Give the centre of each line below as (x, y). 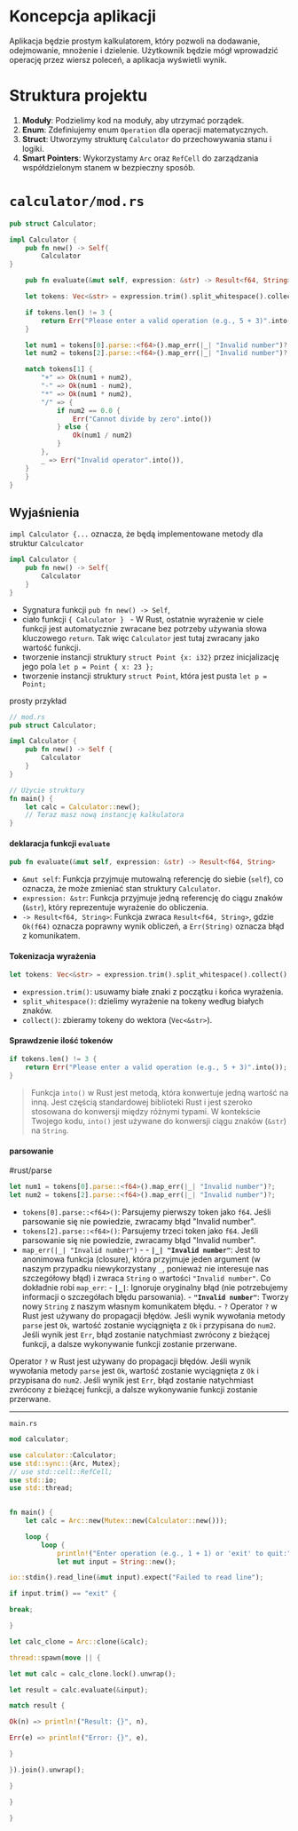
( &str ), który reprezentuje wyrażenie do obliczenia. (115, 908)
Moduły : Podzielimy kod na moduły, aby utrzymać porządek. (133, 120)
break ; (21, 1610)
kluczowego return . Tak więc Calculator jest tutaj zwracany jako (141, 638)
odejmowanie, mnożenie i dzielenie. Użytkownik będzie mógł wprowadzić (144, 50)
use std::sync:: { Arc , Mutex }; (65, 1463)
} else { (73, 427)
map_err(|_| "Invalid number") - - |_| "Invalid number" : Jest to (141, 1250)
